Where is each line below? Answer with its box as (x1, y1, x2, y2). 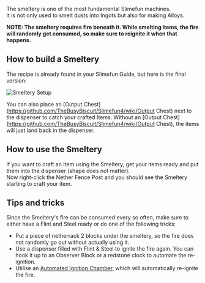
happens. (6, 37, 32, 43)
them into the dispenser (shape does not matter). (6, 167, 130, 174)
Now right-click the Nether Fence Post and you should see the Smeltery (6, 174, 188, 181)
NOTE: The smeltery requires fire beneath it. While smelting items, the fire (6, 24, 199, 31)
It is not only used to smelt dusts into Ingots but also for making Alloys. (6, 12, 185, 19)
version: (6, 76, 27, 84)
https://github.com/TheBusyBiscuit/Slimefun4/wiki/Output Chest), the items (8, 120, 199, 127)
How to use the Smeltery (6, 144, 103, 155)
